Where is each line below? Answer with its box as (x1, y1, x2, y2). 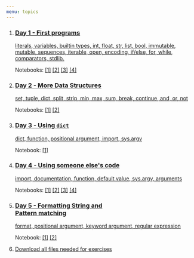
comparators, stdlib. (14, 54, 64, 62)
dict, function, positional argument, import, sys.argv (14, 135, 142, 142)
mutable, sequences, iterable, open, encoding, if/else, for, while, (14, 48, 173, 56)
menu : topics (6, 8, 39, 15)
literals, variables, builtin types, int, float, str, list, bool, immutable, (14, 42, 176, 49)
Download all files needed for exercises (14, 245, 112, 253)
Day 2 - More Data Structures (14, 81, 101, 90)
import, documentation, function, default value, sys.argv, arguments (14, 174, 182, 182)
